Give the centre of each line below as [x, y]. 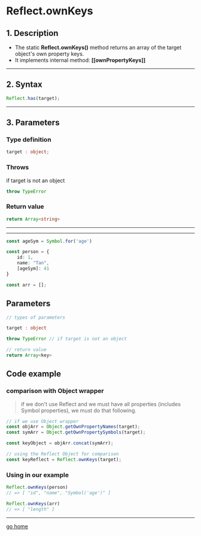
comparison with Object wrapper [55, 391]
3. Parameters [33, 123]
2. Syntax [25, 85]
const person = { [28, 252]
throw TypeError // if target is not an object [67, 339]
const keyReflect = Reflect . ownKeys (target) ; [64, 459]
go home [17, 526]
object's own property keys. [49, 54]
